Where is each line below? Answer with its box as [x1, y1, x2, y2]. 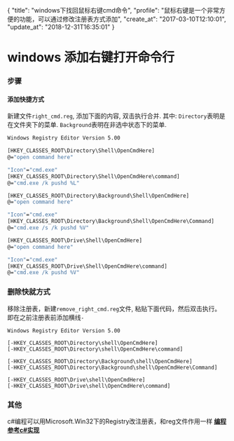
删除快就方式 [7, 287, 51, 297]
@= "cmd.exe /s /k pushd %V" [7, 224, 90, 231]
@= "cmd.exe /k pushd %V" [7, 269, 80, 276]
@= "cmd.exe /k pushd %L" [7, 179, 80, 186]
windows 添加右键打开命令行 [7, 50, 175, 65]
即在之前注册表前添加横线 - [7, 313, 85, 321]
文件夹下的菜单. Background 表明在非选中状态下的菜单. [13, 121, 167, 129]
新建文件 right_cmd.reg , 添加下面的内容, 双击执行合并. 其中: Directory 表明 [7, 111, 219, 121]
